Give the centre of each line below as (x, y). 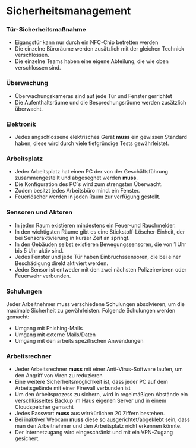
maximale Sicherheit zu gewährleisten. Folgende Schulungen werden (91, 310)
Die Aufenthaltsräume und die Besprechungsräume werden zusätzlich (100, 102)
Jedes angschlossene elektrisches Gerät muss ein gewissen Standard (101, 137)
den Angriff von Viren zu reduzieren (59, 376)
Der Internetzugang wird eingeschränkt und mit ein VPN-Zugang (94, 433)
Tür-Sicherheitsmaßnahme (46, 30)
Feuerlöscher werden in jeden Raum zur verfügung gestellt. (88, 197)
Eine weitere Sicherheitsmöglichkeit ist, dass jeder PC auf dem (91, 382)
